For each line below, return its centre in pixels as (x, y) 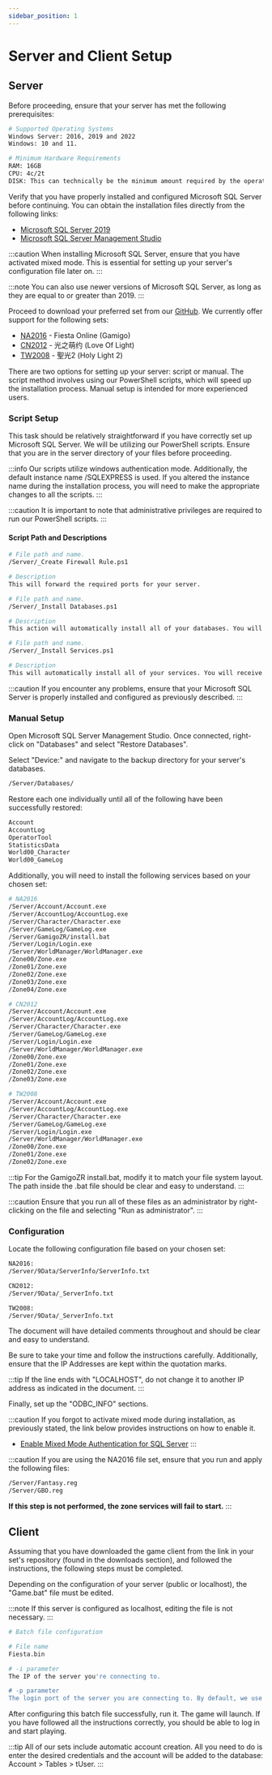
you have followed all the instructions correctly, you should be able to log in (134, 1722)
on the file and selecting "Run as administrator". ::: (120, 1210)
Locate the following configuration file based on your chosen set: (117, 1249)
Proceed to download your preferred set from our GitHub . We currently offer (136, 311)
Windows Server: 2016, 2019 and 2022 (72, 136)
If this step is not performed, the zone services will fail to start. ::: (120, 1506)
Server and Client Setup (90, 56)
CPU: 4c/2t (27, 173)
